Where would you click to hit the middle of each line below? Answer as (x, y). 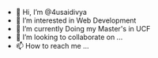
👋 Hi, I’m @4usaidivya (51, 12)
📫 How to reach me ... (52, 46)
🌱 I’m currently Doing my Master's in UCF (83, 29)
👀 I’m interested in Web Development (76, 20)
